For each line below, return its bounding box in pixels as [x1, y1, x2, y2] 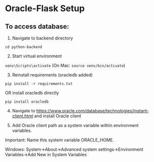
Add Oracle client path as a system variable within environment [12, 123, 139, 128]
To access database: [5, 22, 69, 31]
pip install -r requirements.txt [5, 81, 73, 86]
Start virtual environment [12, 53, 62, 59]
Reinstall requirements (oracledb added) [12, 72, 93, 78]
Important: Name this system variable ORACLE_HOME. [5, 137, 114, 143]
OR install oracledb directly [5, 90, 59, 95]
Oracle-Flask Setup [5, 3, 85, 14]
